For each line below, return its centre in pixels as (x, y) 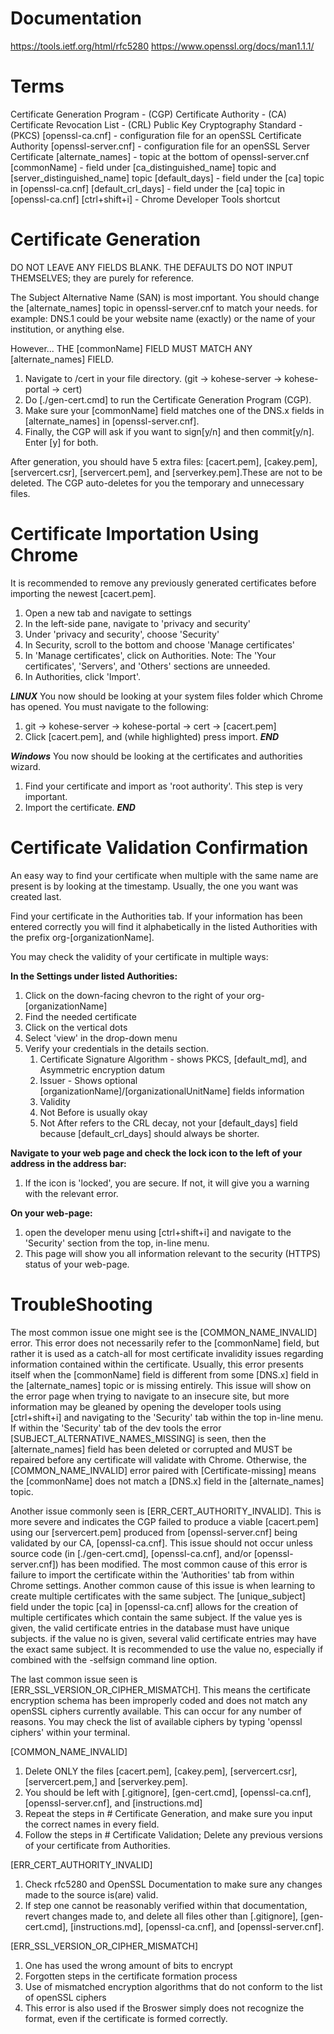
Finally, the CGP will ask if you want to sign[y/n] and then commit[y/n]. (169, 431)
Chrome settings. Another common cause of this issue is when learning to (163, 1585)
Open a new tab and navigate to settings (108, 613)
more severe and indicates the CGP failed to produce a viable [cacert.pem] (164, 1521)
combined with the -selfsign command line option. (114, 1659)
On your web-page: (51, 1213)
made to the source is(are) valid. (91, 1894)
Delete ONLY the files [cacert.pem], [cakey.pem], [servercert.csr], (161, 1771)
